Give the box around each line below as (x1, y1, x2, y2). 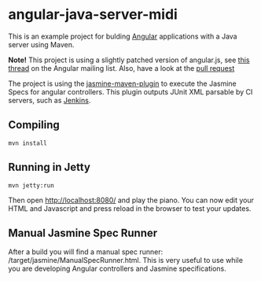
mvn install (8, 139, 47, 147)
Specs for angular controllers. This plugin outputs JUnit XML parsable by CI (8, 87, 253, 96)
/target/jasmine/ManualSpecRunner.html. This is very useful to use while (8, 256, 244, 265)
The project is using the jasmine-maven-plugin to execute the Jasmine (8, 79, 237, 88)
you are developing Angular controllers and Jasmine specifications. (8, 264, 226, 273)
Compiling (8, 118, 61, 131)
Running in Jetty (8, 161, 90, 174)
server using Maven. (8, 39, 75, 49)
